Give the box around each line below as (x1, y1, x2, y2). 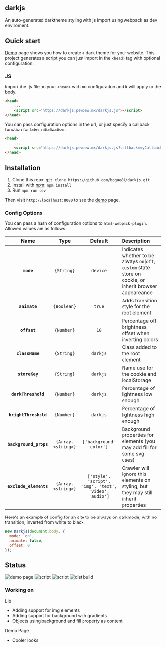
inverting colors (122, 336, 158, 343)
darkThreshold (11, 391, 44, 397)
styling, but (122, 483, 148, 490)
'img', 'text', (81, 484, 117, 489)
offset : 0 (9, 543, 30, 548)
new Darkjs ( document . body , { (5, 529, 65, 534)
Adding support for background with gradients (12, 612, 107, 618)
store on (122, 270, 141, 277)
